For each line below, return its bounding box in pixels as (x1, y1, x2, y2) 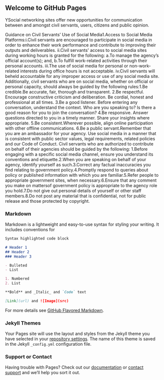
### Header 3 (5, 254, 32, 259)
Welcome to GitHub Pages (5, 4, 87, 12)
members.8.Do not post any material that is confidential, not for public (5, 193, 146, 199)
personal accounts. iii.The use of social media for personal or (5, 63, 129, 69)
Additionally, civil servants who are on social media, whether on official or (5, 78, 154, 84)
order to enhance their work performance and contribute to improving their (5, 42, 156, 48)
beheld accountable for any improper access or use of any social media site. (5, 73, 160, 79)
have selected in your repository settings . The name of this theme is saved (5, 336, 156, 342)
